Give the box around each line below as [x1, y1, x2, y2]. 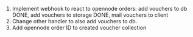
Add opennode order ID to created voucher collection [12, 24, 147, 31]
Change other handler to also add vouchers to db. [12, 18, 138, 24]
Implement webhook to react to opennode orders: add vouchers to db [12, 5, 188, 12]
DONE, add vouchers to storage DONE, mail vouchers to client [12, 11, 169, 18]
